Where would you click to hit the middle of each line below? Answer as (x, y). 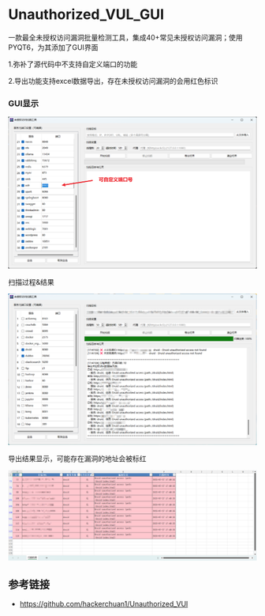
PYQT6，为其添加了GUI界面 (53, 47)
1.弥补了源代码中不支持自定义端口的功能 (73, 64)
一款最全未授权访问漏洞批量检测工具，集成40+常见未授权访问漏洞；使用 (125, 37)
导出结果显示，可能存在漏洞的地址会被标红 (77, 459)
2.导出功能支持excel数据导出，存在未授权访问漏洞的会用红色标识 (113, 81)
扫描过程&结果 (32, 282)
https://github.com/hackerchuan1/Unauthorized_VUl (104, 604)
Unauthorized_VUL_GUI (86, 15)
